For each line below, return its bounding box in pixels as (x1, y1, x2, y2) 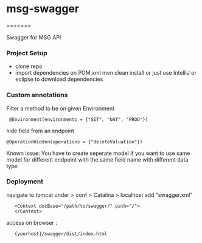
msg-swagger (6, 2, 80, 16)
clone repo (15, 63, 43, 70)
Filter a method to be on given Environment (6, 104, 114, 112)
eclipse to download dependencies (15, 75, 103, 83)
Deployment (6, 177, 44, 186)
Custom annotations (6, 91, 68, 99)
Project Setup (6, 49, 47, 57)
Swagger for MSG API (6, 33, 61, 41)
